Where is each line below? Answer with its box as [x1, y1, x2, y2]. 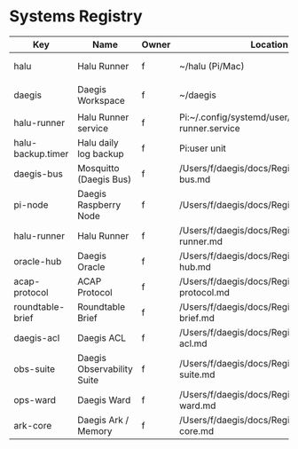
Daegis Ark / [76, 414, 129, 426]
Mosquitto [76, 161, 120, 174]
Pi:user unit [178, 142, 226, 154]
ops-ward [13, 393, 56, 406]
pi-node [13, 198, 49, 210]
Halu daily [76, 136, 119, 148]
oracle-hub [13, 255, 62, 267]
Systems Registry [9, 6, 144, 27]
